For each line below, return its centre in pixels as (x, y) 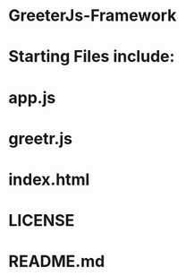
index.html (49, 179)
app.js (32, 97)
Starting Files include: (92, 57)
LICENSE (42, 221)
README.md (57, 262)
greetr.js (41, 138)
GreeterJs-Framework (93, 16)
